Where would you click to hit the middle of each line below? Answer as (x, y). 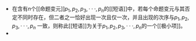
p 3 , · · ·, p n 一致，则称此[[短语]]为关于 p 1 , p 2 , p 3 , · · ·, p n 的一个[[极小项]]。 (99, 26)
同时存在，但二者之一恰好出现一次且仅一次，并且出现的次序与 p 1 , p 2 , (106, 18)
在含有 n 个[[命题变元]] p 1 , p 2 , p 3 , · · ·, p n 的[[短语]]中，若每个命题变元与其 (98, 10)
